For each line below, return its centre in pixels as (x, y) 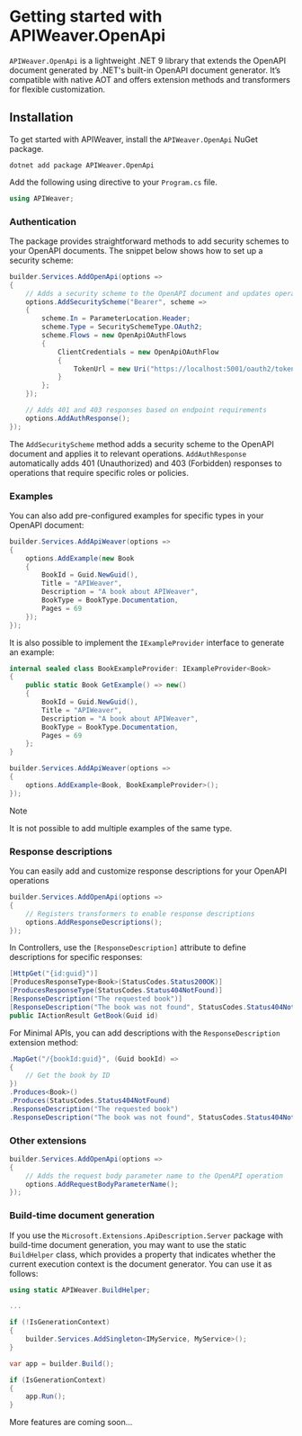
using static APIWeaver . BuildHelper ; (80, 1290)
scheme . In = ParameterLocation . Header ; (116, 319)
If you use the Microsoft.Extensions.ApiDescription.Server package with (146, 1235)
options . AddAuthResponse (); (78, 418)
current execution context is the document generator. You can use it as (141, 1264)
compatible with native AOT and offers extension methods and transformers (150, 79)
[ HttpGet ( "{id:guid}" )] (54, 974)
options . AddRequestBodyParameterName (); (102, 1184)
